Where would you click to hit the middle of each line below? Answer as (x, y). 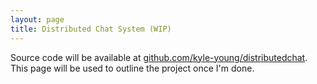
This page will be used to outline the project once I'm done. (132, 68)
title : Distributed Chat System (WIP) (91, 29)
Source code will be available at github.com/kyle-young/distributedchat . (159, 57)
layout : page (37, 19)
